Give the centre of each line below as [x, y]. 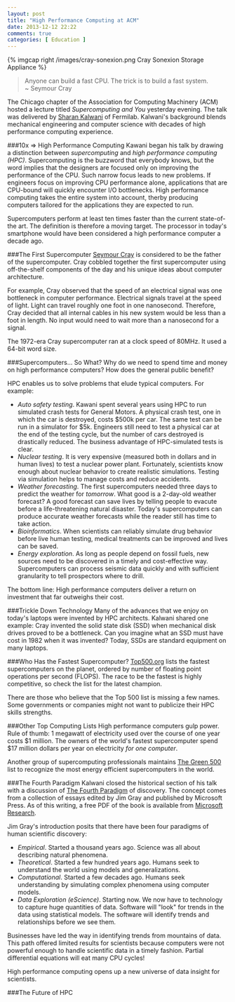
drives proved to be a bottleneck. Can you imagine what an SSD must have [115, 633]
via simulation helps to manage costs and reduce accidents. [104, 479]
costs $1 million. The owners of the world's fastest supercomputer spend [113, 741]
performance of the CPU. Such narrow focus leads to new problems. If [109, 175]
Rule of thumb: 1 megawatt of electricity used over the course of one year [114, 733]
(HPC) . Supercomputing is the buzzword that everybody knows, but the [111, 160]
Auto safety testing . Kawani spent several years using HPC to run [112, 405]
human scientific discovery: [47, 834]
